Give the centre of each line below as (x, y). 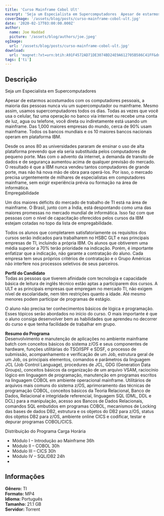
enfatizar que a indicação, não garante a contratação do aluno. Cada (74, 253)
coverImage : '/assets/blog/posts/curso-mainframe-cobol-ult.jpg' (73, 19)
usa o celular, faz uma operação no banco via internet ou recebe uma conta (81, 116)
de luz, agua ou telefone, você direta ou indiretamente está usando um (76, 121)
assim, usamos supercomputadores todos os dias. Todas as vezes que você (82, 111)
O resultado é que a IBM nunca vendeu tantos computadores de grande (77, 167)
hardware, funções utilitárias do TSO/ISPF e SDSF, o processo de (71, 349)
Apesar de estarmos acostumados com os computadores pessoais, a (75, 101)
